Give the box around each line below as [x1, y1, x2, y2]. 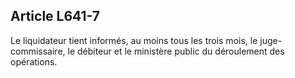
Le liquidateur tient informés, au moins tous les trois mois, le [10, 34, 258, 46]
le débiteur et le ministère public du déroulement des [67, 45, 285, 57]
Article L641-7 [10, 8, 100, 25]
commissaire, [10, 45, 66, 57]
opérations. [10, 55, 58, 68]
